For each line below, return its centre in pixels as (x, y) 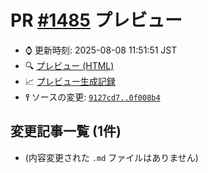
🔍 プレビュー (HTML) (69, 65)
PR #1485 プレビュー (96, 20)
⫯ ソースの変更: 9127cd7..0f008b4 (92, 97)
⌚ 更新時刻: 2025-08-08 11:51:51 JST (101, 50)
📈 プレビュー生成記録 (70, 81)
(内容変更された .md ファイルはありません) (111, 157)
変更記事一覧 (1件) (66, 131)
